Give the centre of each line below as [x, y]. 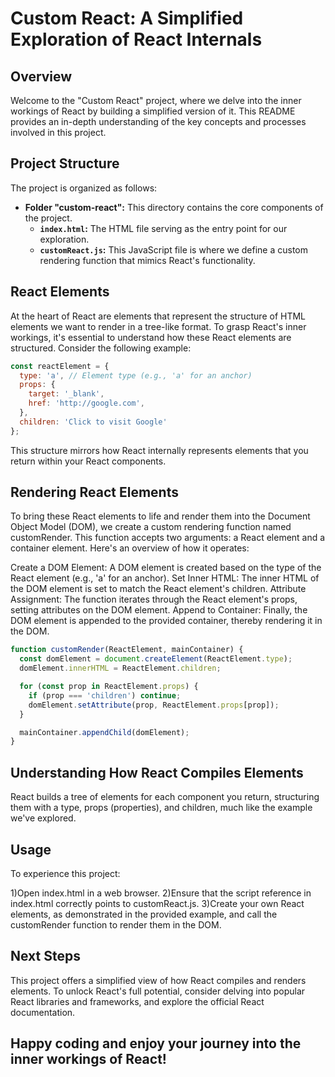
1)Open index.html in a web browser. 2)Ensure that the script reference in [161, 893]
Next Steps [45, 956]
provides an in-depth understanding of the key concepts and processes [158, 121]
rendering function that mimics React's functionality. [147, 260]
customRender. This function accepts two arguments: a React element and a [168, 538]
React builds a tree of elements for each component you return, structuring [165, 797]
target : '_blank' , [66, 394]
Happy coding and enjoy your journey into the [156, 1043]
